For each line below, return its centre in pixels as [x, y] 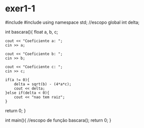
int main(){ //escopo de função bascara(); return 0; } [58, 120]
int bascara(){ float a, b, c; [32, 32]
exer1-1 [20, 9]
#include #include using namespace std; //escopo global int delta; [72, 22]
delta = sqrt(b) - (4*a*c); [43, 84]
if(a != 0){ [17, 80]
